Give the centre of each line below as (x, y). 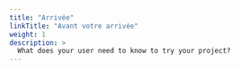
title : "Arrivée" (42, 17)
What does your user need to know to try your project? (124, 51)
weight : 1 (28, 34)
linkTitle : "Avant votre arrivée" (74, 26)
